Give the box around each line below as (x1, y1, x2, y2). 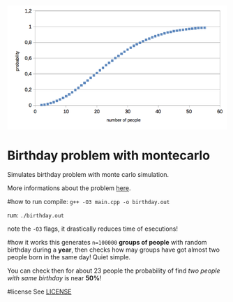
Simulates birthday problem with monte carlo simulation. (7, 171, 170, 179)
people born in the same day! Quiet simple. (7, 253, 131, 261)
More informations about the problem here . (7, 184, 131, 192)
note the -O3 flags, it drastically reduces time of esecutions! (7, 224, 179, 233)
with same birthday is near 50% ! (7, 274, 102, 282)
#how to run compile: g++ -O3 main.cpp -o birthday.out (7, 198, 170, 206)
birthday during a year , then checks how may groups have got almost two (7, 245, 220, 254)
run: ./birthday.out (7, 211, 65, 220)
